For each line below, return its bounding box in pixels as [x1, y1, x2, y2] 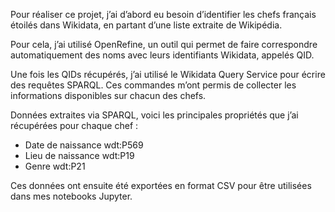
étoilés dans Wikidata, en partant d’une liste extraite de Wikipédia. [10, 19, 283, 31]
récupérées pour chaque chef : [10, 120, 139, 131]
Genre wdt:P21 [24, 160, 86, 172]
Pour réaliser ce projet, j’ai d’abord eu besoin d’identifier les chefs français [10, 9, 317, 20]
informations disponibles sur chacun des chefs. [10, 90, 207, 101]
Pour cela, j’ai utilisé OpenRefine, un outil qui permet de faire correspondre [10, 39, 318, 50]
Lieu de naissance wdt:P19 [24, 150, 135, 161]
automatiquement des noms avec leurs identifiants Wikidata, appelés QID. [10, 49, 315, 61]
